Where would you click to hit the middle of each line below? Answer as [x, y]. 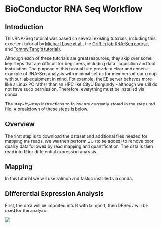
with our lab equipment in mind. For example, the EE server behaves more [79, 79]
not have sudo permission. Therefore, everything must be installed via [75, 89]
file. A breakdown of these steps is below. [47, 109]
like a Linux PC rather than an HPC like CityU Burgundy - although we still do [81, 84]
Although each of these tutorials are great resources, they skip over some [79, 58]
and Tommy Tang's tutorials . [33, 49]
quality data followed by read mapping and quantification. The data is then [79, 146]
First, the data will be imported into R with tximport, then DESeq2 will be [77, 206]
